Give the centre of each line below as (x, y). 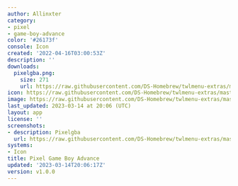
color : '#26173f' (33, 40)
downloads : (23, 66)
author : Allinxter (34, 14)
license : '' (25, 119)
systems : (20, 146)
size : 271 (35, 80)
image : (17, 100)
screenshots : (27, 126)
